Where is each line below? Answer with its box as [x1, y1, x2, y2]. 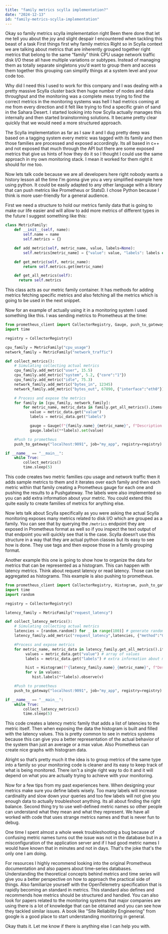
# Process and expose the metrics [14, 395, 86, 401]
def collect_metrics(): [5, 359, 55, 364]
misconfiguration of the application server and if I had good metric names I [5, 840, 159, 846]
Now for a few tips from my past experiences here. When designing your [5, 782, 155, 788]
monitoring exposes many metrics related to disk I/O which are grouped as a [5, 516, 162, 521]
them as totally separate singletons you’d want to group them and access [5, 62, 156, 68]
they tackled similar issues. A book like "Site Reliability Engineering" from [5, 908, 156, 914]
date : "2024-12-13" [5, 12, 46, 17]
